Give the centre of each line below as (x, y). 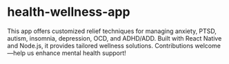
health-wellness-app (69, 12)
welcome (208, 45)
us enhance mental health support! (77, 53)
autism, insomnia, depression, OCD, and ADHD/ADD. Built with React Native (114, 38)
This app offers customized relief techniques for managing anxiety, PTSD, (112, 31)
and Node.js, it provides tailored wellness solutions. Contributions (100, 45)
